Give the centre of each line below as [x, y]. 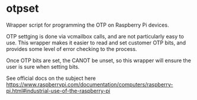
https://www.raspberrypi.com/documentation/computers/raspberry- [90, 84]
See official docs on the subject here [51, 78]
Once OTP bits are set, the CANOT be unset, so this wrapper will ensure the [99, 60]
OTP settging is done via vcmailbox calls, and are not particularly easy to [95, 36]
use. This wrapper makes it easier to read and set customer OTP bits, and [96, 43]
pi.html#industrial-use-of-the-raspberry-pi [58, 91]
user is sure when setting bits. [43, 66]
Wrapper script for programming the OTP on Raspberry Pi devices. [88, 25]
